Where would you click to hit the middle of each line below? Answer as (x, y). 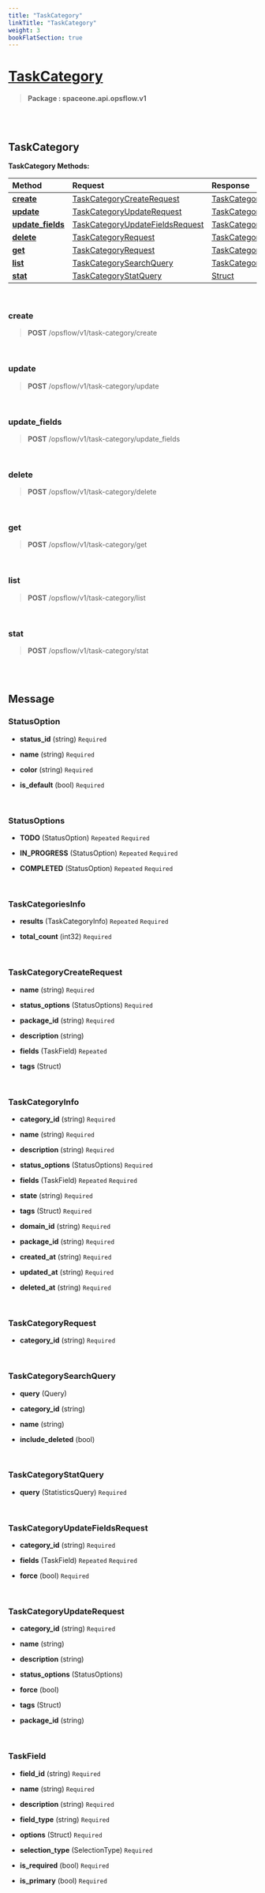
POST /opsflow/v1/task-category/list (86, 598)
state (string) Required (56, 1195)
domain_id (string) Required (65, 1226)
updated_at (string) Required (67, 1271)
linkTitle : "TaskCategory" (52, 23)
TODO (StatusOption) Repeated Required (84, 838)
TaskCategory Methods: (49, 166)
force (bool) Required (54, 1576)
